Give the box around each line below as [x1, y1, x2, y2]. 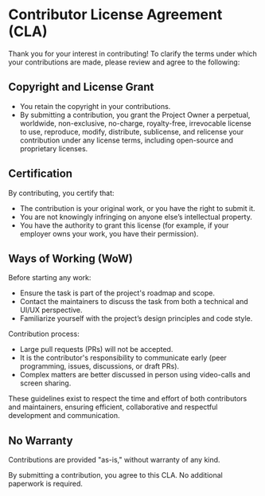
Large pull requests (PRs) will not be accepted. [19, 345, 173, 354]
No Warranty [8, 434, 73, 447]
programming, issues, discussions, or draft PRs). [19, 361, 180, 371]
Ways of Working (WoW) [8, 252, 133, 265]
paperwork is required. [8, 479, 84, 489]
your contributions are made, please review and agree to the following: [8, 57, 240, 67]
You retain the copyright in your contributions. [19, 101, 171, 111]
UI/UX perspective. [19, 305, 83, 315]
